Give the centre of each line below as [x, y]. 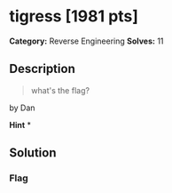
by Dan [22, 108]
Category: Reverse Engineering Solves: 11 [86, 41]
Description [42, 69]
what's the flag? [60, 90]
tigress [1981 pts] [74, 16]
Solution [33, 153]
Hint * [20, 125]
